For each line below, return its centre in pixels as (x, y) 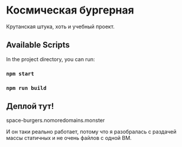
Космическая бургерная (70, 10)
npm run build (26, 88)
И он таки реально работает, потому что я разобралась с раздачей (91, 132)
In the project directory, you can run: (51, 59)
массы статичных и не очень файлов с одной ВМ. (69, 138)
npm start (20, 73)
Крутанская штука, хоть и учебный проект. (61, 26)
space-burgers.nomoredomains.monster (56, 121)
